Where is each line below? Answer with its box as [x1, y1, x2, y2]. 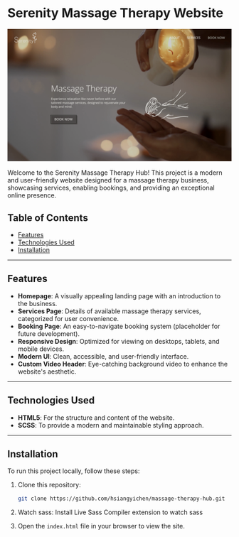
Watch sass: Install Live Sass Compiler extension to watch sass [17, 508, 203, 516]
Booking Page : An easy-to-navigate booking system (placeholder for [17, 322, 221, 330]
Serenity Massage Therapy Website [7, 5, 224, 21]
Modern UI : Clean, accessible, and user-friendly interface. [17, 352, 189, 360]
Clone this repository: [17, 481, 81, 489]
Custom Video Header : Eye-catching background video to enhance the [17, 359, 228, 368]
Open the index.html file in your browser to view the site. [17, 522, 185, 531]
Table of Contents [7, 212, 89, 224]
